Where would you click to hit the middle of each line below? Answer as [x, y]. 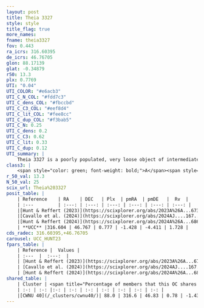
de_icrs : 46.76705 [29, 57]
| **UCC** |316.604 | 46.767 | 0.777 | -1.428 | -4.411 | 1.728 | [103, 227]
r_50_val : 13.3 [25, 177]
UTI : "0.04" [21, 86]
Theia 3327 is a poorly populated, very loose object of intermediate [108, 159]
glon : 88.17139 [25, 63]
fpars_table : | [25, 245]
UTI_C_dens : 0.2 [27, 131]
